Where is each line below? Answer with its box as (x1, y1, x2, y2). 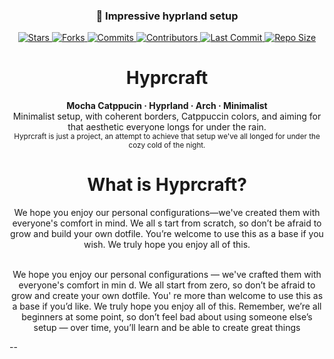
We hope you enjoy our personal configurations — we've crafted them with (12, 269, 322, 281)
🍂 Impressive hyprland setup (95, 9, 239, 23)
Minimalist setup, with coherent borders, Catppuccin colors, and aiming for (12, 110, 322, 123)
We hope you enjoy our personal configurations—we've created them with (13, 207, 321, 219)
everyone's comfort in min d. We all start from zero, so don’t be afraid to (18, 279, 316, 291)
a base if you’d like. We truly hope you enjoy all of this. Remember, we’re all (12, 300, 322, 313)
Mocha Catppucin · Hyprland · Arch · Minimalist (66, 100, 268, 112)
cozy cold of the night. (128, 140, 206, 151)
